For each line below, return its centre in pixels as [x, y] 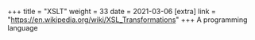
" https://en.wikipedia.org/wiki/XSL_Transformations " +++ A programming [127, 20]
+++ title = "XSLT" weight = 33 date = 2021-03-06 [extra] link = [112, 11]
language [23, 28]
